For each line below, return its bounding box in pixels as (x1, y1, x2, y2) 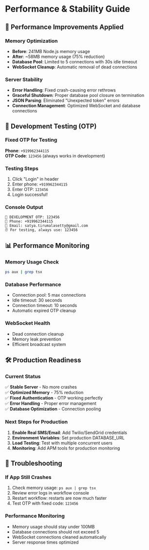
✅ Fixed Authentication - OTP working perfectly (5, 395, 103, 401)
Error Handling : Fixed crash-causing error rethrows (12, 87, 116, 93)
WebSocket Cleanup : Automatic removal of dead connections (12, 64, 137, 70)
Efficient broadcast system (12, 341, 66, 347)
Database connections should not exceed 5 (12, 529, 100, 534)
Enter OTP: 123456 (12, 187, 49, 192)
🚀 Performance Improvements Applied (5, 23, 124, 31)
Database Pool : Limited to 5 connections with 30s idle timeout (12, 58, 137, 64)
